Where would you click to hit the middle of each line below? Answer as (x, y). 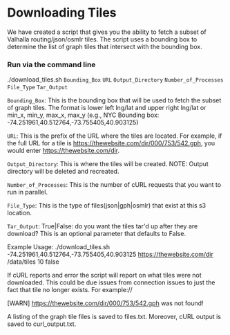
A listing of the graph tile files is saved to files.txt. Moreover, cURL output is (114, 317)
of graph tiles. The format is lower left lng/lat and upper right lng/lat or (107, 108)
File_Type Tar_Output (37, 88)
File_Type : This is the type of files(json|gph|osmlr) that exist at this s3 (107, 206)
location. (20, 213)
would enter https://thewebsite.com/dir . (63, 151)
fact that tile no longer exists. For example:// (70, 290)
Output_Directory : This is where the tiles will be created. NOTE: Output (108, 164)
